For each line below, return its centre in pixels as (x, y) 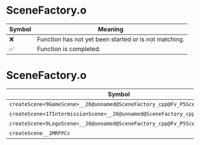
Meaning (111, 29)
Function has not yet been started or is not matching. (110, 39)
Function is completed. (69, 49)
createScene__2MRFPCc (40, 133)
